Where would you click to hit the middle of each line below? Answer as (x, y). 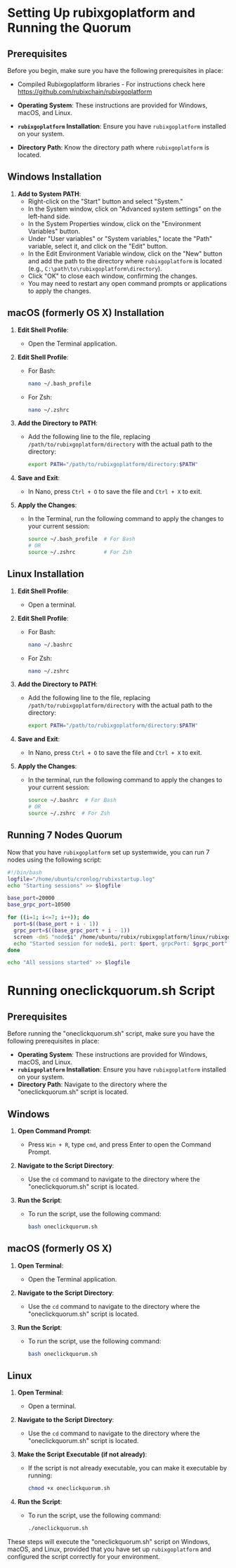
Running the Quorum (69, 28)
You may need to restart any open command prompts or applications (127, 283)
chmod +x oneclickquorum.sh (69, 1489)
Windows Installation (54, 177)
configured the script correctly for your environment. (84, 1557)
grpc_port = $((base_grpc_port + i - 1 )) (72, 930)
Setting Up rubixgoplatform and (101, 13)
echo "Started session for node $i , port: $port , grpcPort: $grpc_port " (121, 943)
